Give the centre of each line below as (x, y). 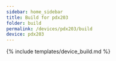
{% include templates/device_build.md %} (58, 51)
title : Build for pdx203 (37, 18)
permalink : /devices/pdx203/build (50, 29)
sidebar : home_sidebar (35, 12)
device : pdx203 (25, 34)
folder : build (24, 23)
